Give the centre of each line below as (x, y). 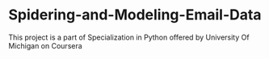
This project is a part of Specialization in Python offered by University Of (129, 37)
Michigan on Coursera (45, 45)
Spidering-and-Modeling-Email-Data (135, 15)
